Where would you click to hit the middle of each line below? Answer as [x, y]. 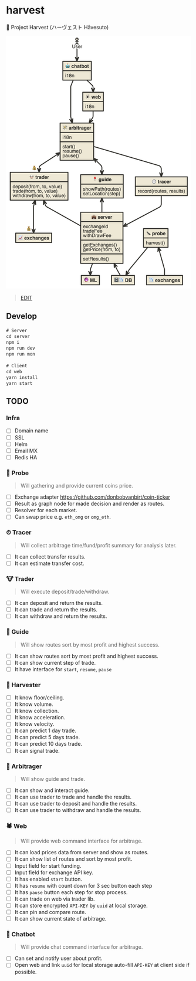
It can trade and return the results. [56, 610]
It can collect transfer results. [50, 557]
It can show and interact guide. [52, 790]
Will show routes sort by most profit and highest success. [90, 645]
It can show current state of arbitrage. [60, 919]
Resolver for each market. [46, 510]
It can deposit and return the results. [59, 603]
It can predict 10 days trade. [48, 744]
